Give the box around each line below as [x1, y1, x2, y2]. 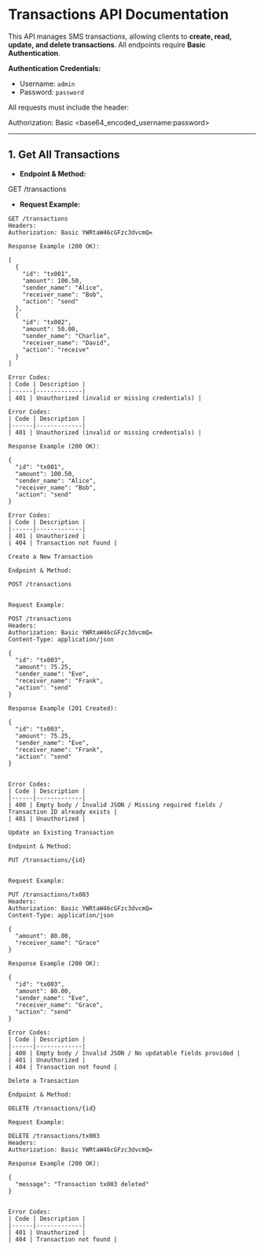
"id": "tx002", [22, 318, 72, 326]
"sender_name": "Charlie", [22, 332, 111, 340]
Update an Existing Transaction [8, 828, 114, 836]
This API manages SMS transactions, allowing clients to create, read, [8, 32, 232, 41]
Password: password [19, 87, 84, 96]
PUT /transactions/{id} [8, 856, 86, 864]
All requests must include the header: [8, 102, 130, 112]
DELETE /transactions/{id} [8, 1104, 97, 1112]
